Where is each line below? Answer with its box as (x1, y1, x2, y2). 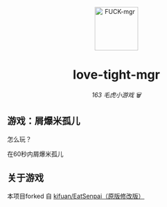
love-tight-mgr (72, 67, 161, 83)
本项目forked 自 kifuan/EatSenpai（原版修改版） (7, 192, 145, 200)
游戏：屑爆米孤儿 (7, 115, 80, 127)
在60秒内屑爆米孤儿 (7, 149, 64, 158)
